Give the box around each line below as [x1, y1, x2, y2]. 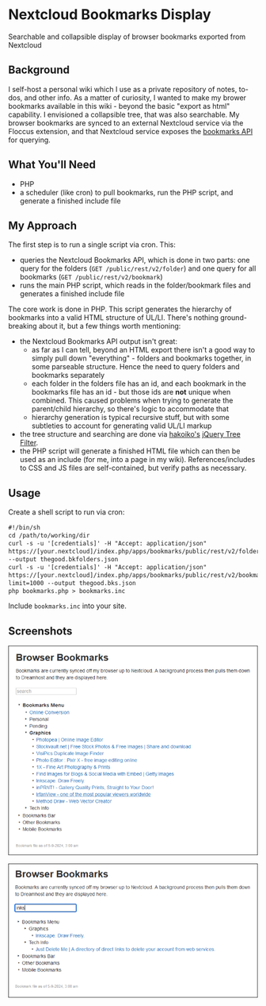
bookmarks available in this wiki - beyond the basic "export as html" [8, 101, 230, 110]
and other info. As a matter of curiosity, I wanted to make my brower [24, 93, 247, 102]
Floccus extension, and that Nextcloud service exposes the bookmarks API [8, 126, 253, 136]
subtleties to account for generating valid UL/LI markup [31, 421, 212, 430]
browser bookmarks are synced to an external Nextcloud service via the [8, 118, 244, 128]
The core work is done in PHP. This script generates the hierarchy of [8, 304, 232, 314]
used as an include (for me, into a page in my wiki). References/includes [19, 455, 256, 464]
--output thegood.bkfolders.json [8, 556, 119, 564]
